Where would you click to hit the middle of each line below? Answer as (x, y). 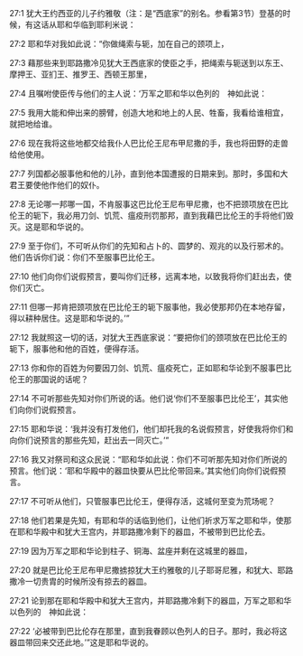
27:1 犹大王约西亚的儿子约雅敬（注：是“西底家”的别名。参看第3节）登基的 (146, 13)
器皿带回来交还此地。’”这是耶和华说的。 (81, 642)
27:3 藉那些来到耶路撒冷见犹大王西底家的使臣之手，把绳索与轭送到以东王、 (149, 63)
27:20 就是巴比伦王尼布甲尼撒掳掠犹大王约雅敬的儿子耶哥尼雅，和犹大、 (143, 570)
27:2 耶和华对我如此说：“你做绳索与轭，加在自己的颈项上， (119, 44)
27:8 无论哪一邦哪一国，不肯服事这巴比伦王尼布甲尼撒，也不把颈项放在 (141, 204)
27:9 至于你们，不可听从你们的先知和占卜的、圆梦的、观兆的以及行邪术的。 (149, 246)
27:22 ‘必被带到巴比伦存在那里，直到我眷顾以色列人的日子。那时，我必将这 (148, 631)
